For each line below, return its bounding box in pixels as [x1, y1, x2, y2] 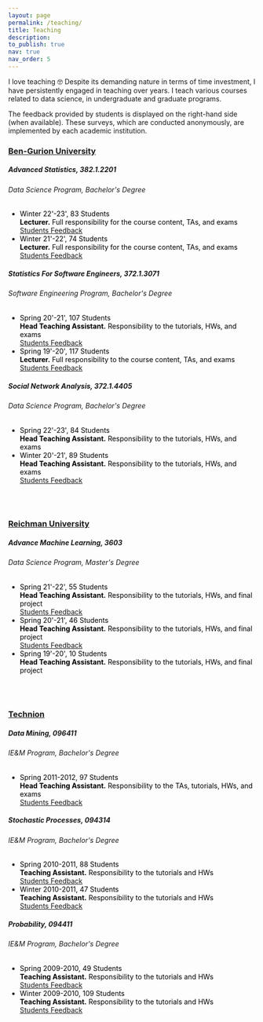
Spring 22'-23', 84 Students [19, 425, 110, 434]
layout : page [8, 11, 51, 20]
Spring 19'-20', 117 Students [19, 346, 110, 356]
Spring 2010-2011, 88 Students [19, 859, 119, 869]
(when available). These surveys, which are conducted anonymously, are [8, 117, 245, 126]
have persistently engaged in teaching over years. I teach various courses [8, 86, 247, 95]
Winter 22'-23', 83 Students [19, 209, 110, 218]
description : [8, 33, 51, 42]
